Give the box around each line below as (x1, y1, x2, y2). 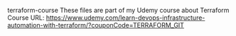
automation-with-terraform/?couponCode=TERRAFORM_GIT (7, 21, 185, 29)
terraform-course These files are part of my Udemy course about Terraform (7, 6, 230, 14)
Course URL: (7, 13, 45, 22)
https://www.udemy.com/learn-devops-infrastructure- (45, 13, 205, 22)
